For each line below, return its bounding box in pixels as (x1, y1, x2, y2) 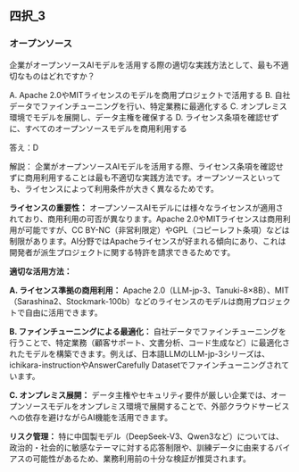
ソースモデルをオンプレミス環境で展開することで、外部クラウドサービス (24, 401, 290, 411)
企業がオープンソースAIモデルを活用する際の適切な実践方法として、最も (9, 59, 274, 70)
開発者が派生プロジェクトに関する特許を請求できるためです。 (9, 246, 236, 257)
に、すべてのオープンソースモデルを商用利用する (9, 123, 187, 134)
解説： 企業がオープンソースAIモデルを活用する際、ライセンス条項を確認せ (9, 161, 284, 171)
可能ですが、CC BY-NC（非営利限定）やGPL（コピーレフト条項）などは (24, 224, 290, 235)
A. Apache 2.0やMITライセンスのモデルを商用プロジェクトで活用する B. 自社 (9, 89, 291, 100)
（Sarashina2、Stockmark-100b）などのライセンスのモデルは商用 (9, 295, 252, 306)
